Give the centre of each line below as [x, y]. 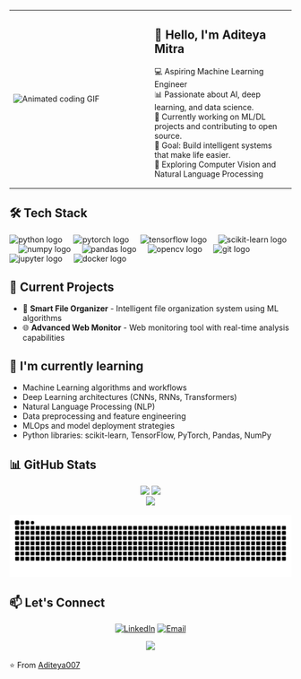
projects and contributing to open [216, 126]
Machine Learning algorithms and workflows [104, 387]
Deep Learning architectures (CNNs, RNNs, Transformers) [129, 397]
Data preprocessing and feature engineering [104, 416]
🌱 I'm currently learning [77, 366]
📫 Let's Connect [57, 603]
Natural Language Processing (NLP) [89, 407]
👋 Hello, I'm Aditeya [211, 35]
